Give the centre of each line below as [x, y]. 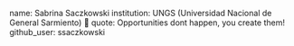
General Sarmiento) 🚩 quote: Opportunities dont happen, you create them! [147, 23]
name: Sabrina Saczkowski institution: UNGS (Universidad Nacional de [141, 13]
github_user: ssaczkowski [57, 32]
